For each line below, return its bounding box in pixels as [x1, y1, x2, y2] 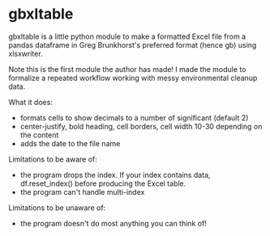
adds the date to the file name [19, 138, 121, 148]
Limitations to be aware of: [8, 154, 97, 164]
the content [19, 130, 59, 140]
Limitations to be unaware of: [8, 203, 106, 213]
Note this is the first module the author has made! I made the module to [8, 64, 246, 74]
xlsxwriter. [8, 48, 43, 58]
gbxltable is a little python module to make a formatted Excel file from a [8, 32, 246, 41]
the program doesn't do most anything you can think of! [19, 218, 207, 228]
